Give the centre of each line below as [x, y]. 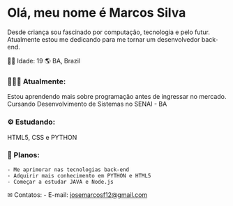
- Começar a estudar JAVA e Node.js [60, 182]
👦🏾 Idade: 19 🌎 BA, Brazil [44, 61]
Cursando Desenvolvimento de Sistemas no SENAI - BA [87, 104]
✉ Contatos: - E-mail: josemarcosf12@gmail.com [77, 195]
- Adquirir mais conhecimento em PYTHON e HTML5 [79, 175]
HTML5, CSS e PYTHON [42, 137]
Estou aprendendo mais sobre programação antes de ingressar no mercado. [117, 97]
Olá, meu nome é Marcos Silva [97, 13]
